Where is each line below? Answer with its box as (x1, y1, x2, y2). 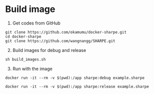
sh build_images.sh (5, 56, 46, 62)
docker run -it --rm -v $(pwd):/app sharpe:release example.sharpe (5, 84, 149, 89)
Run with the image (12, 65, 53, 71)
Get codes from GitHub (12, 20, 61, 26)
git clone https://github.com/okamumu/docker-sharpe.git (5, 29, 127, 34)
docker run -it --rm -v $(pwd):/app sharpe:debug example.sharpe (5, 75, 144, 80)
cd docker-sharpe (5, 34, 42, 39)
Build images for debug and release (12, 47, 86, 53)
